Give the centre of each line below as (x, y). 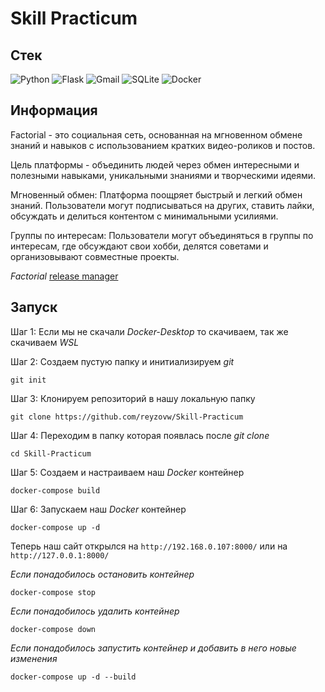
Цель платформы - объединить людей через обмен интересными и (155, 164)
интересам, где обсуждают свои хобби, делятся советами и (139, 246)
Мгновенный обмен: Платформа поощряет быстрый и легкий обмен (156, 194)
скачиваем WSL (45, 342)
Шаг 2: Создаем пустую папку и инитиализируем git (122, 361)
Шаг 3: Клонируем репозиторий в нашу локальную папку (133, 398)
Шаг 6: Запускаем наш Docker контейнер (98, 509)
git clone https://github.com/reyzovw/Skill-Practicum (127, 417)
